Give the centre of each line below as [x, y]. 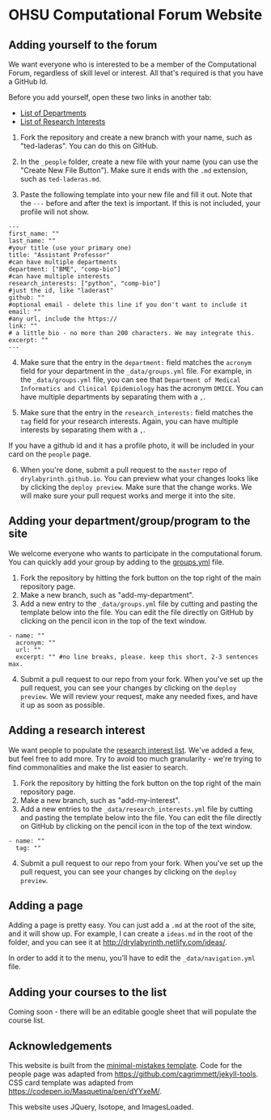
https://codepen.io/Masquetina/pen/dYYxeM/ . [85, 1092]
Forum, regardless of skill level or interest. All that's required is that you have [136, 73]
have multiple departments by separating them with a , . [113, 397]
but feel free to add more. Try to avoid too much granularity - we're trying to [135, 758]
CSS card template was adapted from [71, 1083]
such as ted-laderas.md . [61, 179]
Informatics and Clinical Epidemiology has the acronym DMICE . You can [142, 388]
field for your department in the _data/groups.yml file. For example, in [136, 371]
